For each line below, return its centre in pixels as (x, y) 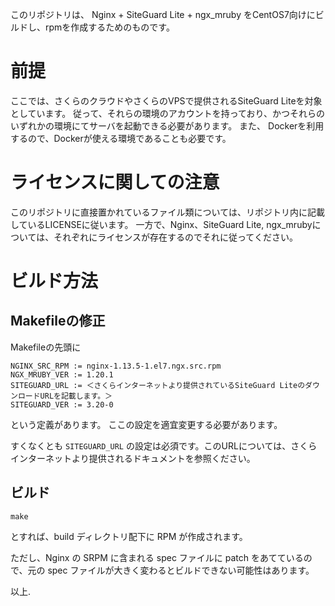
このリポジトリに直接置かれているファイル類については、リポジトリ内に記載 (167, 212)
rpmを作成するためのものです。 (109, 27)
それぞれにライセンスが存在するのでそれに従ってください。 (175, 237)
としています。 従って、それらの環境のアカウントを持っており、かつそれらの (168, 113)
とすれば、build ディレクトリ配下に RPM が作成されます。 (129, 536)
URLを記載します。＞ (76, 396)
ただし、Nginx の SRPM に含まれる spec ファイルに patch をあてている (157, 557)
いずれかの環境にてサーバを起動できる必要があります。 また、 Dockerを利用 (167, 125)
